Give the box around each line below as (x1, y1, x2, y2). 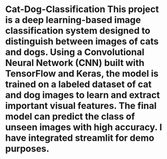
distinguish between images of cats (5, 36, 159, 47)
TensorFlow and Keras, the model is (5, 68, 158, 79)
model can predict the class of (5, 111, 135, 122)
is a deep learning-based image (5, 14, 141, 26)
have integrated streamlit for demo (5, 132, 154, 144)
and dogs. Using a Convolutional (5, 46, 145, 58)
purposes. (5, 143, 50, 154)
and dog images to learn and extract (5, 89, 160, 101)
